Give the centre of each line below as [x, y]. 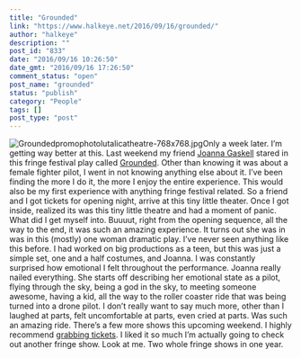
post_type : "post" [44, 118]
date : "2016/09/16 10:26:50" [64, 59]
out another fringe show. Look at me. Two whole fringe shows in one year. [146, 345]
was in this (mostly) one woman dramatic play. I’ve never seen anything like [149, 239]
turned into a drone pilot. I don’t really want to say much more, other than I [147, 306]
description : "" [40, 43]
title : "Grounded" [44, 18]
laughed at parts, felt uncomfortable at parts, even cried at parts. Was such [148, 316]
